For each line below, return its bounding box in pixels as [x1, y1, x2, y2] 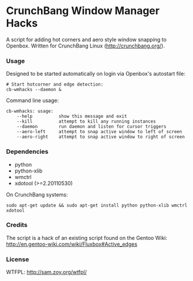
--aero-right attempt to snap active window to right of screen [16, 134, 185, 140]
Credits [6, 221, 28, 229]
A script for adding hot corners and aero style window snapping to [6, 36, 167, 43]
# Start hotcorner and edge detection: [6, 82, 104, 87]
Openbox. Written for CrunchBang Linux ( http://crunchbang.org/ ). [6, 42, 165, 49]
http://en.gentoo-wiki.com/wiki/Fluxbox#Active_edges [6, 241, 138, 248]
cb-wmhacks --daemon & [6, 87, 62, 93]
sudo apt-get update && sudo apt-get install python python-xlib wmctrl [6, 202, 188, 208]
